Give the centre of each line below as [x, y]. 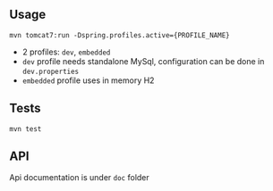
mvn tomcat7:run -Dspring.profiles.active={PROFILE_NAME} [119, 35]
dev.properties [51, 71]
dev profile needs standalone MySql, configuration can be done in [143, 61]
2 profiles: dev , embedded [66, 52]
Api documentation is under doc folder [79, 178]
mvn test [26, 129]
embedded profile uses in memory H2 [88, 80]
